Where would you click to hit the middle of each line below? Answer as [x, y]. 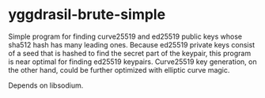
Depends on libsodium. [46, 85]
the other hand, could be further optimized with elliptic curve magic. [119, 70]
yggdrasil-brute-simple [87, 15]
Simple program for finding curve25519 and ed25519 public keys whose [125, 36]
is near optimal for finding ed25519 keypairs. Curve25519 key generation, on [132, 62]
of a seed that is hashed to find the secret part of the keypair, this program [130, 53]
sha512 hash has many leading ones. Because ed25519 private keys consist [132, 44]
